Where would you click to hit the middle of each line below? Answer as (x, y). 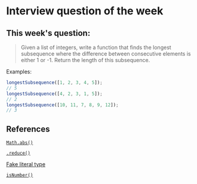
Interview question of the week (85, 11)
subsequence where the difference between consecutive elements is (106, 54)
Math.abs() (20, 143)
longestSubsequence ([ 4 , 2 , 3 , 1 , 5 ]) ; (54, 94)
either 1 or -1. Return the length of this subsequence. (85, 60)
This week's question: (48, 33)
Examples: (19, 72)
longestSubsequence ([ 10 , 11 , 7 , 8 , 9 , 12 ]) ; (62, 105)
